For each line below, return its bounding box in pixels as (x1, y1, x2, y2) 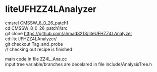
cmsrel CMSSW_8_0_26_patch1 (5, 20, 68, 26)
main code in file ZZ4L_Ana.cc (5, 56, 67, 62)
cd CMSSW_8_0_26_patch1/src (5, 25, 68, 31)
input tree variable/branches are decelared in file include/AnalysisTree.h (5, 61, 152, 67)
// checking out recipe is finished (5, 46, 73, 52)
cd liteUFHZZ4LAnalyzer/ (5, 36, 57, 42)
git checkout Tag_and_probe (5, 41, 63, 47)
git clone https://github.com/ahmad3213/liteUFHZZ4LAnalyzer (5, 30, 133, 36)
